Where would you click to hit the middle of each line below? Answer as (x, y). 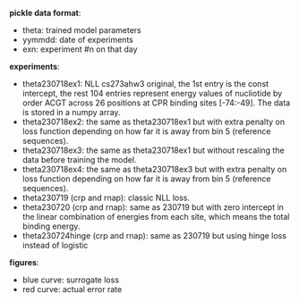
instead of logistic (55, 245)
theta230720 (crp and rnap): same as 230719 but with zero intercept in (153, 207)
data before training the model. (79, 159)
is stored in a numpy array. (71, 112)
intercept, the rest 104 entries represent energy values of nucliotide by (152, 93)
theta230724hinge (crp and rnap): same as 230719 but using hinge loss (154, 235)
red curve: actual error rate (72, 289)
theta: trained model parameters (81, 30)
